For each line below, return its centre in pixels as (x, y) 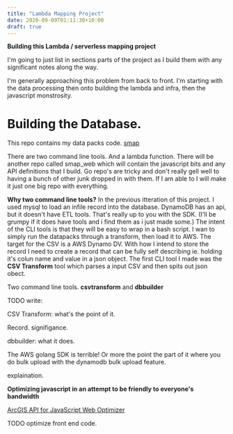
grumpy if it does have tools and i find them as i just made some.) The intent (116, 222)
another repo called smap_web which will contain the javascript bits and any (116, 164)
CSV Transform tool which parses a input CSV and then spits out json (107, 266)
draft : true (24, 26)
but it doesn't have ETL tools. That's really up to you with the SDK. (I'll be (112, 215)
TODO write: (25, 301)
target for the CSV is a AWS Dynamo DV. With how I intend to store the (108, 244)
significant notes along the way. (53, 68)
